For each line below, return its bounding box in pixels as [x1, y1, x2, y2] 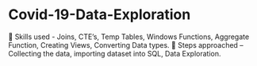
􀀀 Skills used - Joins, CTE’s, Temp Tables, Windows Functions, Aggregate [8, 32, 250, 41]
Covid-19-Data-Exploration [8, 6, 191, 24]
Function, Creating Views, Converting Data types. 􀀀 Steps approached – [8, 40, 244, 49]
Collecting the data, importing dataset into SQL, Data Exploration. [8, 49, 221, 58]
